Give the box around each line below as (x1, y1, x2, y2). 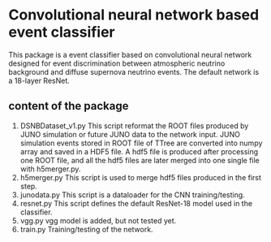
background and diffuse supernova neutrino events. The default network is (8, 67, 260, 76)
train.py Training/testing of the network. (19, 224, 153, 234)
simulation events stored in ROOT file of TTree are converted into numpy (19, 138, 263, 148)
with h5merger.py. (19, 164, 81, 174)
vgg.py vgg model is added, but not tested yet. (19, 215, 177, 225)
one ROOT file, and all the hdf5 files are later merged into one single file (19, 155, 260, 165)
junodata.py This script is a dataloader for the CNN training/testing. (19, 189, 245, 200)
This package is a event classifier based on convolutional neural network (8, 50, 252, 59)
